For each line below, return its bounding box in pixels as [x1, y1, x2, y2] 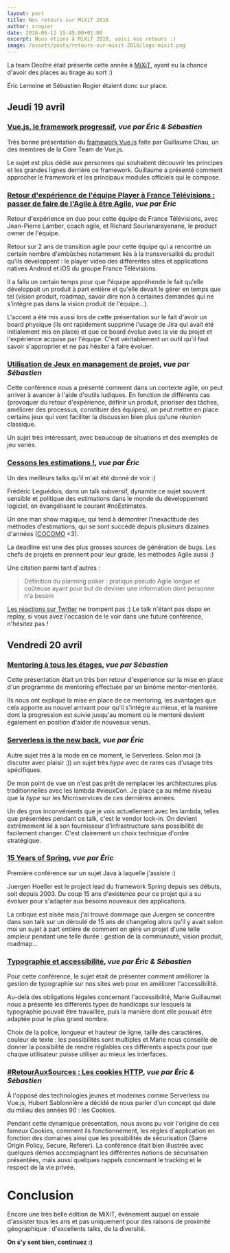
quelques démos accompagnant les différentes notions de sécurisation [7, 1148, 208, 1157]
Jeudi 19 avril [7, 101, 65, 114]
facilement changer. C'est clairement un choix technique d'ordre [7, 828, 189, 837]
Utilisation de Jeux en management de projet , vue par [7, 359, 190, 369]
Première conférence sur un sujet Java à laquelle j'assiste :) [7, 868, 176, 877]
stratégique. [7, 836, 41, 844]
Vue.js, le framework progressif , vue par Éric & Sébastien [7, 122, 203, 131]
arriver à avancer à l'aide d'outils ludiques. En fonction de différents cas [7, 391, 211, 399]
